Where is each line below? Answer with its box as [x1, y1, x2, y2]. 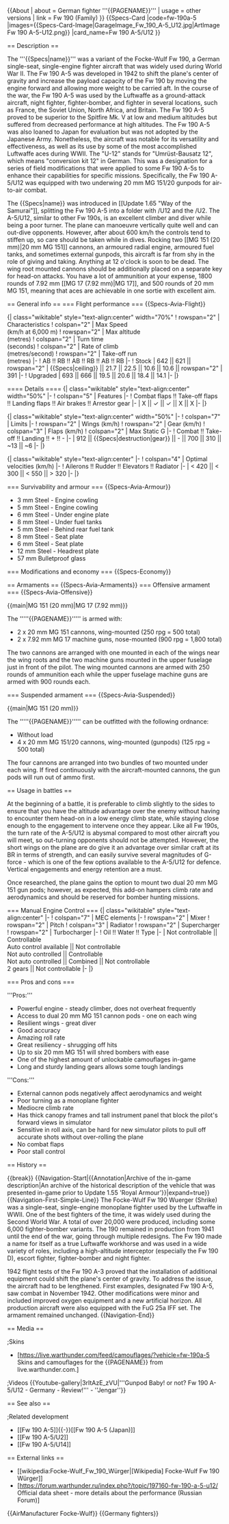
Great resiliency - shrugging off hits [16, 1041, 118, 1048]
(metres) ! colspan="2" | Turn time [7, 335, 104, 343]
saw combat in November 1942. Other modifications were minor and [7, 1289, 200, 1297]
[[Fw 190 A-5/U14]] [16, 1440, 72, 1449]
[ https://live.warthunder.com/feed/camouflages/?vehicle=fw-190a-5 [16, 1351, 210, 1359]
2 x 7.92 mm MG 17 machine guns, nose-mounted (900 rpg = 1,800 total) [16, 635, 222, 643]
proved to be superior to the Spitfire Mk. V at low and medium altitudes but [7, 113, 217, 121]
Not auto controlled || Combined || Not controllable [7, 957, 150, 966]
